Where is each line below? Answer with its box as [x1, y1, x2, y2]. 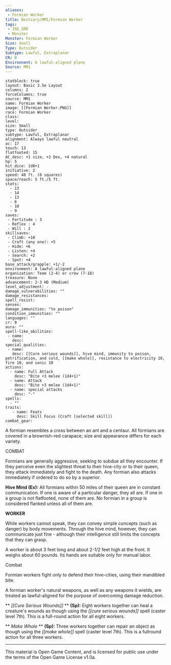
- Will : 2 [7, 226, 31, 232]
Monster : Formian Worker [5, 36, 58, 41]
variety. [5, 438, 21, 445]
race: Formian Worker [5, 110, 51, 115]
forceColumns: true [5, 92, 47, 97]
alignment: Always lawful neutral [5, 136, 79, 142]
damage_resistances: [5, 293, 49, 299]
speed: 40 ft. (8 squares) [5, 172, 63, 178]
